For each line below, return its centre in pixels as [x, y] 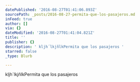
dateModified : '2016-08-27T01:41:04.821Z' [50, 33]
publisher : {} [20, 42]
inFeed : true [19, 19]
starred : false [21, 51]
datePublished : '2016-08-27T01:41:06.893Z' [51, 10]
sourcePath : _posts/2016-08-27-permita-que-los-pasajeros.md [70, 14]
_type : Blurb [19, 56]
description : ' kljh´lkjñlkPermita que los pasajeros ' [64, 47]
